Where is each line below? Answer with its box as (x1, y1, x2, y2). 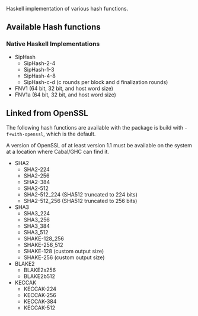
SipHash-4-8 (23, 72, 56, 79)
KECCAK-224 (23, 285, 57, 292)
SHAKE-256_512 (23, 241, 63, 248)
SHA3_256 (23, 216, 50, 223)
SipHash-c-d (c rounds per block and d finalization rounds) (23, 78, 168, 85)
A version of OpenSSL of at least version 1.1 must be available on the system (6, 141, 193, 149)
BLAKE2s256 (23, 266, 56, 273)
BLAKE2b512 (23, 272, 55, 280)
